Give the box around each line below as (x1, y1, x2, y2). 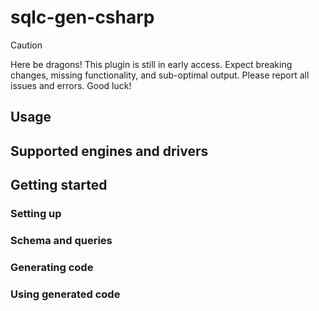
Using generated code (10, 287, 121, 301)
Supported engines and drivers (10, 142, 209, 160)
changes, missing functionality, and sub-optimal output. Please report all (10, 69, 310, 81)
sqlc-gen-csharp (10, 6, 155, 29)
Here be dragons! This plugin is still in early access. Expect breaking (10, 58, 293, 70)
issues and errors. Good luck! (10, 79, 132, 91)
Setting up (10, 207, 62, 221)
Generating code (10, 260, 94, 274)
